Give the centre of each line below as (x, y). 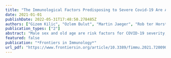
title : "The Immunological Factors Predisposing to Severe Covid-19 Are (84, 10)
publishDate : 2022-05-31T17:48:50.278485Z (51, 19)
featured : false (22, 38)
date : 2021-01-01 (24, 15)
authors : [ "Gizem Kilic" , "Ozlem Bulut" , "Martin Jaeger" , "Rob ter (79, 24)
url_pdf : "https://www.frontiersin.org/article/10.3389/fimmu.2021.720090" (87, 47)
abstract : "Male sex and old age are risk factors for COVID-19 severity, (86, 33)
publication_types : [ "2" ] (33, 29)
